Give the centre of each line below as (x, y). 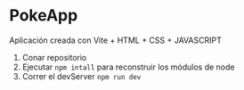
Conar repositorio (54, 57)
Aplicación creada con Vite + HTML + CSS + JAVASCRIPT (116, 40)
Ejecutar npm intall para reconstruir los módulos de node (128, 67)
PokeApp (44, 16)
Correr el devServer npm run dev (81, 76)
